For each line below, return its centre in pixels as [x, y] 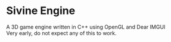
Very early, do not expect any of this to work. [61, 33]
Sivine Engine [41, 11]
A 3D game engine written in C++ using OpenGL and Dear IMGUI [86, 27]
